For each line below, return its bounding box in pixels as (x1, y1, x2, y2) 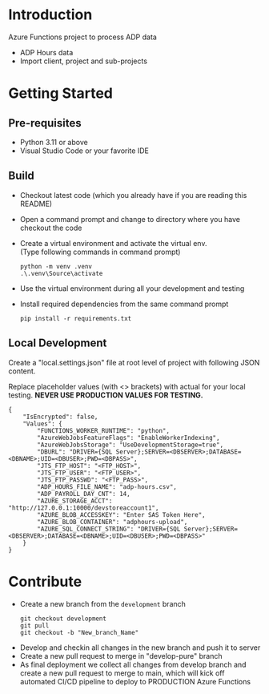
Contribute (8, 572, 82, 591)
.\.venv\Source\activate (19, 269, 103, 277)
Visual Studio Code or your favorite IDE (19, 146, 150, 155)
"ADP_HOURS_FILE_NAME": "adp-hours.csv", (37, 482, 178, 490)
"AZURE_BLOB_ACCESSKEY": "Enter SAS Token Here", (37, 510, 206, 518)
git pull (19, 621, 50, 630)
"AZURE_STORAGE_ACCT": (37, 497, 113, 505)
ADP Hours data (19, 47, 74, 57)
